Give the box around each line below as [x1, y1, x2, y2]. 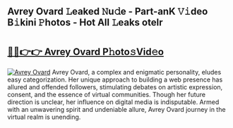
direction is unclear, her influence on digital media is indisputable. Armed [7, 98, 220, 106]
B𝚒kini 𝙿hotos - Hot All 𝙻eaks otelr [7, 17, 163, 29]
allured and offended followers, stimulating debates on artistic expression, [7, 83, 223, 91]
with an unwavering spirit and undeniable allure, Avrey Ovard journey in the [7, 105, 226, 113]
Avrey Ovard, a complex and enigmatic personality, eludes [52, 68, 222, 76]
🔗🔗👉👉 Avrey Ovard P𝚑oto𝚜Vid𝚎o [7, 46, 165, 58]
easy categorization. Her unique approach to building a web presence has [7, 75, 223, 84]
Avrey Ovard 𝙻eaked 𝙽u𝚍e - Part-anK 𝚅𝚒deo [7, 6, 208, 18]
